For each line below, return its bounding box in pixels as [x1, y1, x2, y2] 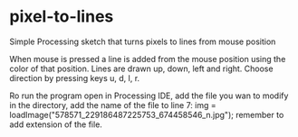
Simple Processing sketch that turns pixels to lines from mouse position [9, 36, 276, 47]
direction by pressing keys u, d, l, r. [9, 72, 140, 83]
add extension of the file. [9, 119, 102, 130]
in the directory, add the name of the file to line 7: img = [9, 99, 216, 110]
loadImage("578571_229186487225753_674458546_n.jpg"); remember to [9, 109, 284, 120]
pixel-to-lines [9, 6, 114, 27]
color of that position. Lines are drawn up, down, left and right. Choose [9, 63, 274, 74]
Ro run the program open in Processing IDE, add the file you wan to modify [9, 90, 289, 101]
